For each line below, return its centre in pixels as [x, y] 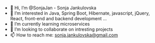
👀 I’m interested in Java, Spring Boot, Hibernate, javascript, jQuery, [80, 13]
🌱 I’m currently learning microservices [50, 24]
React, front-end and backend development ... [58, 18]
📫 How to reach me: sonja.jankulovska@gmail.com [64, 35]
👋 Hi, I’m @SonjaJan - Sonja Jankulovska [53, 8]
